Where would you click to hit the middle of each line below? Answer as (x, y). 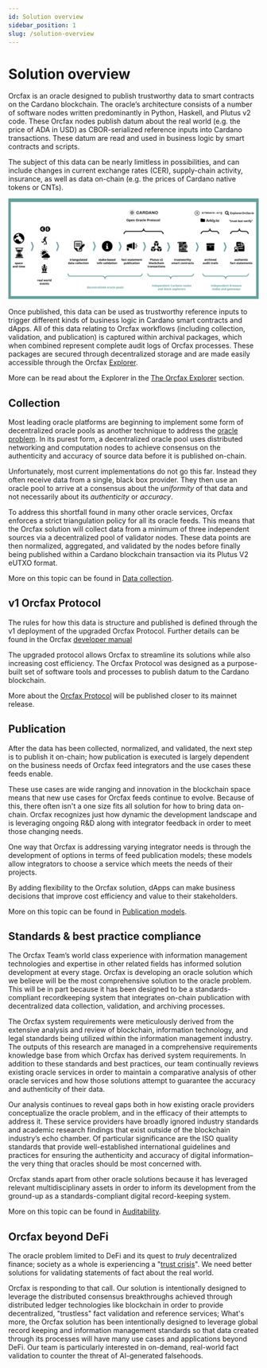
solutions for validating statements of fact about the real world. (111, 1273)
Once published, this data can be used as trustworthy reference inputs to (128, 312)
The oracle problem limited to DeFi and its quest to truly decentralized (122, 1256)
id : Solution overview (46, 17)
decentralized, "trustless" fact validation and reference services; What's (126, 1314)
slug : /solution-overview (51, 33)
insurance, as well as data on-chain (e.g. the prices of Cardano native (122, 179)
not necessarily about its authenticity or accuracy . (91, 497)
